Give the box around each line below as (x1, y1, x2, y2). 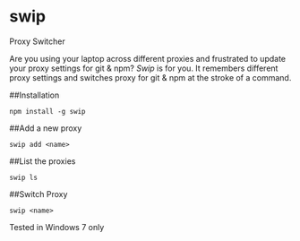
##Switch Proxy (9, 188, 68, 199)
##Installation (9, 90, 60, 100)
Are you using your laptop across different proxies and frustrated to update (9, 53, 287, 64)
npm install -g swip (9, 107, 87, 116)
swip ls (9, 173, 39, 182)
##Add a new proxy (9, 123, 82, 133)
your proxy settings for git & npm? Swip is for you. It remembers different (9, 63, 279, 73)
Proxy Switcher (9, 36, 65, 47)
